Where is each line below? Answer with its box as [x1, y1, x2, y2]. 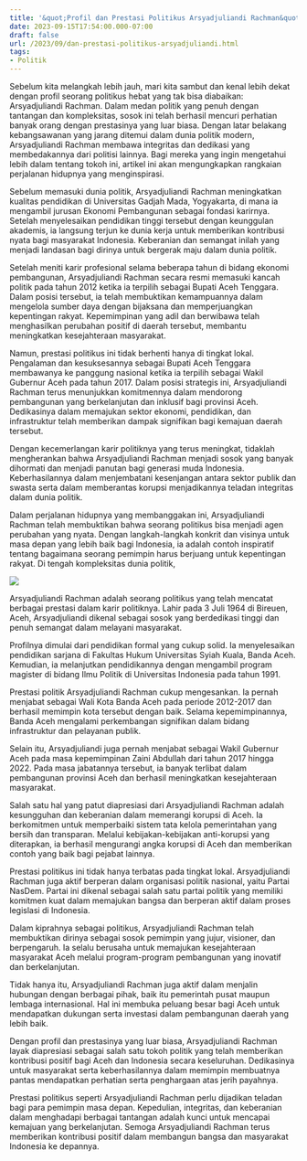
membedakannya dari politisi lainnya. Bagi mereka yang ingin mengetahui [9, 149, 286, 160]
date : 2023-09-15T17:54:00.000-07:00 [9, 22, 153, 31]
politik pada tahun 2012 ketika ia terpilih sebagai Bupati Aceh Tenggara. [9, 282, 279, 293]
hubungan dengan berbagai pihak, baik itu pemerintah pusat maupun [9, 989, 270, 999]
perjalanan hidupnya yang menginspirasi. [9, 168, 164, 179]
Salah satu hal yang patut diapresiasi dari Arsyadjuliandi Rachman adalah [9, 800, 285, 810]
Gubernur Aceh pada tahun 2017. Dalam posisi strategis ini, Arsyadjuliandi [9, 377, 288, 388]
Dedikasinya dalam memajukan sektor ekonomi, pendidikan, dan [9, 406, 252, 417]
